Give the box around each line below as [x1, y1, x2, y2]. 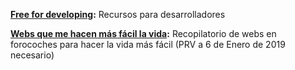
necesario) [10, 49, 55, 61]
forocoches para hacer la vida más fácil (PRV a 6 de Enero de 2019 [10, 39, 286, 50]
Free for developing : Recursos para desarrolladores [10, 9, 226, 20]
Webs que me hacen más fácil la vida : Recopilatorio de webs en [10, 28, 277, 39]
